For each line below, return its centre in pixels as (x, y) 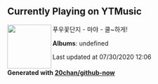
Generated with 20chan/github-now (61, 73)
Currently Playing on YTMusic (74, 12)
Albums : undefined (80, 43)
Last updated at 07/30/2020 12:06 (102, 57)
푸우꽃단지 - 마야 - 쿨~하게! (90, 29)
